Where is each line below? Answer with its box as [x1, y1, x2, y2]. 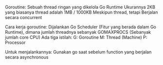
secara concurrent [5, 15, 42, 20]
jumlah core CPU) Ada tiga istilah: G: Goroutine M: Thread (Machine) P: [5, 34, 147, 40]
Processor [5, 40, 26, 45]
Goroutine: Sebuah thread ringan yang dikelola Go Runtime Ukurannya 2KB [5, 4, 156, 10]
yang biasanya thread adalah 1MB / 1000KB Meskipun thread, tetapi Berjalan [5, 9, 158, 15]
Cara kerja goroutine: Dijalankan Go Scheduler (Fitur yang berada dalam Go [5, 24, 157, 30]
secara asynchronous [5, 54, 49, 60]
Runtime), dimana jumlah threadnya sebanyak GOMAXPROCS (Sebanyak [5, 29, 151, 35]
